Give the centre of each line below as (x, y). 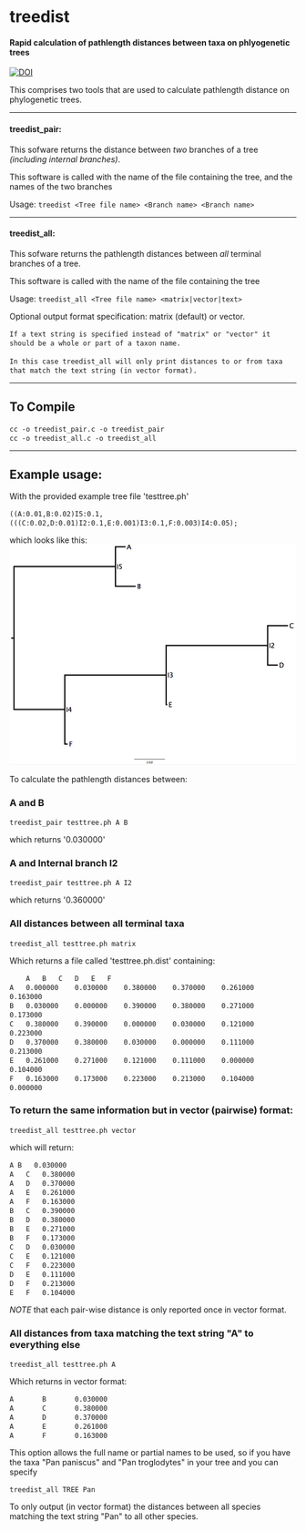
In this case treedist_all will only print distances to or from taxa (146, 362)
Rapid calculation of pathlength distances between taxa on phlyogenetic (150, 42)
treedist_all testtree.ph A (63, 1365)
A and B (27, 802)
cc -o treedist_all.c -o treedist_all (83, 438)
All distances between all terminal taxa (97, 924)
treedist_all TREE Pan (52, 1490)
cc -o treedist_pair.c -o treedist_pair (87, 429)
